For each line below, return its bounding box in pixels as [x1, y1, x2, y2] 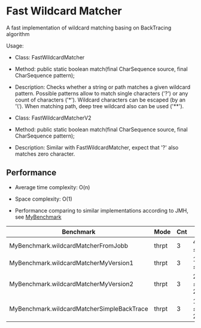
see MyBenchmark [14, 213, 62, 220]
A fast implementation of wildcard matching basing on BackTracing [6, 24, 172, 31]
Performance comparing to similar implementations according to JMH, [14, 207, 188, 214]
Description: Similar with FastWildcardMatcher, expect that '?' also [14, 144, 179, 151]
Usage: [6, 42, 24, 49]
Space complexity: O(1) [14, 195, 73, 202]
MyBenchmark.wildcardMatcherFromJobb [9, 241, 129, 250]
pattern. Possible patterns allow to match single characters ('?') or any [14, 90, 188, 97]
